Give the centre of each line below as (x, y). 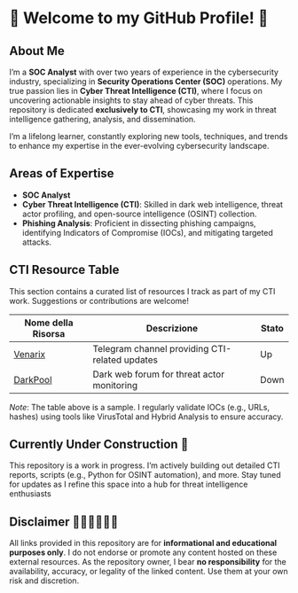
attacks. (36, 242)
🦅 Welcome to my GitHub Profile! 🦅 (139, 18)
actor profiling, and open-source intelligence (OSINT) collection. (139, 214)
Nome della (49, 323)
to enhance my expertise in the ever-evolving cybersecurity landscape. (139, 146)
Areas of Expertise (62, 173)
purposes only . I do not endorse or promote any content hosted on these (143, 552)
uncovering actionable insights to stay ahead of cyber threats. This (131, 100)
